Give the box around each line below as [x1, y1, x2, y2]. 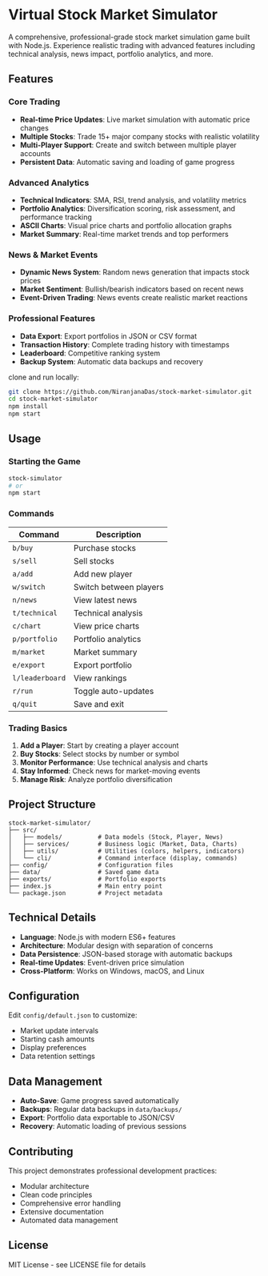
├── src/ [8, 826, 38, 834]
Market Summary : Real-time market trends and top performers [19, 229, 230, 239]
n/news [12, 595, 38, 604]
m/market [12, 647, 46, 656]
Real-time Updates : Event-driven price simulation [19, 957, 185, 967]
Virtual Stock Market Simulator [8, 6, 218, 24]
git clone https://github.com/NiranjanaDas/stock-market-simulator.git [8, 387, 252, 395]
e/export [12, 660, 46, 669]
